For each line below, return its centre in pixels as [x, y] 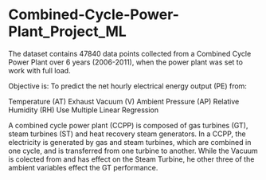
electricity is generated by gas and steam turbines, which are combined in [130, 142]
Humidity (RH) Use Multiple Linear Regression [84, 110]
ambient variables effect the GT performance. [83, 167]
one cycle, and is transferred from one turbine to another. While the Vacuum [133, 151]
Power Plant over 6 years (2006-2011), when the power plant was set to [125, 62]
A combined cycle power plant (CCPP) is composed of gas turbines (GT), [128, 125]
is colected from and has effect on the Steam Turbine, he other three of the [131, 159]
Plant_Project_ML [68, 31]
